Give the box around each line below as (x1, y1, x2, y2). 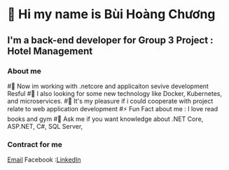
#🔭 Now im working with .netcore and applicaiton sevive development (7, 82, 209, 90)
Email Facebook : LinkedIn (7, 155, 81, 164)
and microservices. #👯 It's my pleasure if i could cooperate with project (7, 97, 214, 105)
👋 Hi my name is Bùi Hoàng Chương (7, 6, 216, 22)
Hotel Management (7, 45, 93, 57)
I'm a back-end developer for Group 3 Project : (7, 34, 214, 46)
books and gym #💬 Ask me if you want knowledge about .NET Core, (7, 115, 204, 123)
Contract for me (7, 139, 63, 149)
